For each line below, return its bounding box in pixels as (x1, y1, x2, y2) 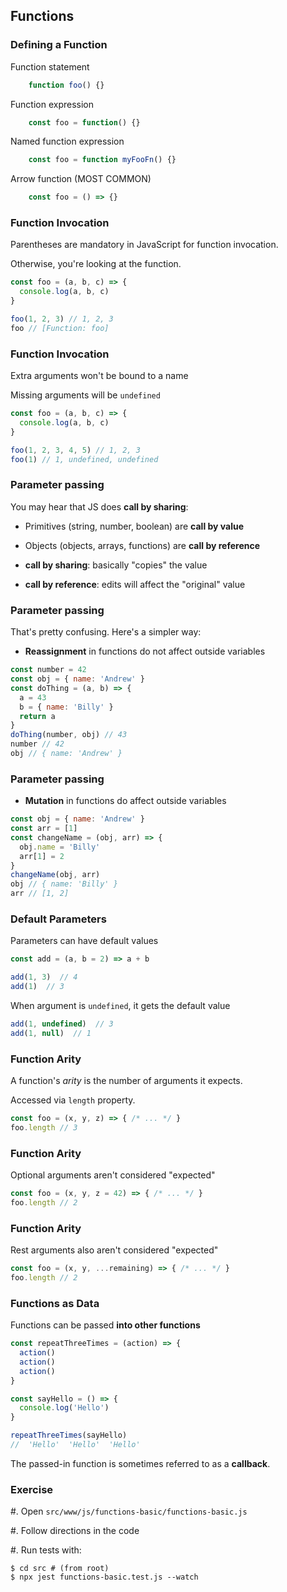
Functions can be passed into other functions (10, 1319, 201, 1331)
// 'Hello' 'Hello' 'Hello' (10, 1440, 141, 1450)
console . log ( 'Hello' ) (19, 1403, 110, 1413)
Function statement (10, 60, 90, 73)
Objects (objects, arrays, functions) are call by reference (24, 539, 261, 551)
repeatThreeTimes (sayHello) (10, 1430, 128, 1441)
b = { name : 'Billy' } (19, 702, 114, 712)
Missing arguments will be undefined (10, 389, 161, 401)
